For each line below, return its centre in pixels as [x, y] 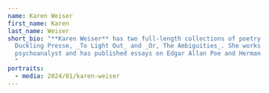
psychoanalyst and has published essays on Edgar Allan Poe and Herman [138, 53]
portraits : [26, 69]
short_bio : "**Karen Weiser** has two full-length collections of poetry [134, 38]
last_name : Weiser [38, 31]
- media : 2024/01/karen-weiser [67, 76]
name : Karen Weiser [40, 16]
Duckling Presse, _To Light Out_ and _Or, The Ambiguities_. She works [138, 46]
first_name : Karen [38, 23]
